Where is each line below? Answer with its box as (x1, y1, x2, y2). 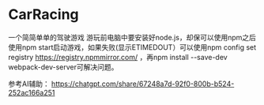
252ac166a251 (8, 88, 55, 97)
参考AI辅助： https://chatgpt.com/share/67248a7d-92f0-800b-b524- (8, 79, 235, 88)
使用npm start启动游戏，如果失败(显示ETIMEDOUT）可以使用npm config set (8, 42, 257, 52)
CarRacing (8, 6, 79, 24)
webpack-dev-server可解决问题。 (8, 62, 119, 72)
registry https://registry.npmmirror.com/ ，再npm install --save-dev (8, 52, 228, 62)
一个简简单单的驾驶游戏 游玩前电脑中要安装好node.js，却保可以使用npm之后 (8, 32, 257, 42)
